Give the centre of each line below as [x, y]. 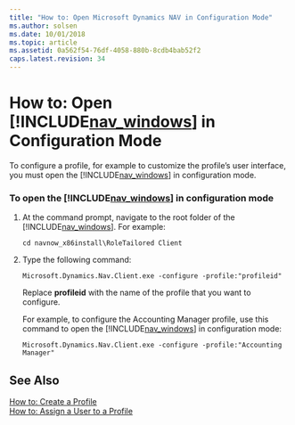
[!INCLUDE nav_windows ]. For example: [94, 227]
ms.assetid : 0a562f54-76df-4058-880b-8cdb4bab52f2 [105, 51]
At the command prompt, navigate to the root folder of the [128, 217]
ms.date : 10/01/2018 [48, 34]
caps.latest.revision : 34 [57, 59]
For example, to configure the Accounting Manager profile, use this [145, 319]
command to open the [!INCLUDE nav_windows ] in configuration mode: [152, 329]
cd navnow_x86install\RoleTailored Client [102, 243]
